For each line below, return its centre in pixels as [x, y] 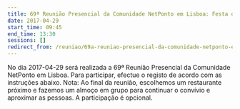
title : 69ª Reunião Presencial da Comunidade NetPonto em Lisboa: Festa [118, 14]
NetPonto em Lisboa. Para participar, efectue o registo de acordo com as [115, 75]
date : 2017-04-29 [33, 21]
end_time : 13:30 [31, 34]
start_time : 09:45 [35, 27]
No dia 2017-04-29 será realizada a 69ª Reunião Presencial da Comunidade [119, 67]
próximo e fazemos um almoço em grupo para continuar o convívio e [109, 90]
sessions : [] [27, 41]
